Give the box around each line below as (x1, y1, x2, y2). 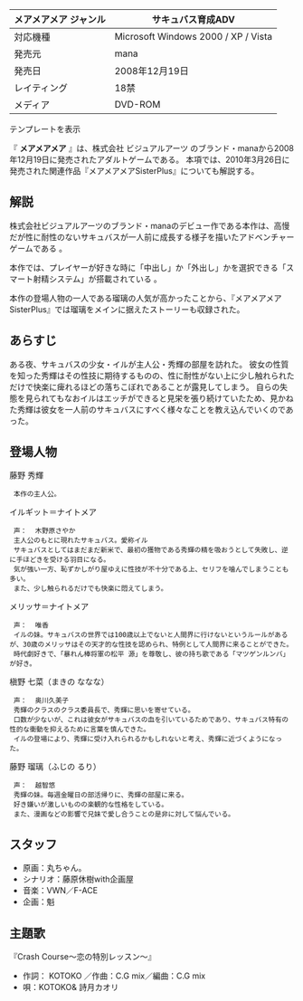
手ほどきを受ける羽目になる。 (15, 556, 111, 565)
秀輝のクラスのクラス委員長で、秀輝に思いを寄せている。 (13, 706, 195, 715)
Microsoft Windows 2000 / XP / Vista (114, 31, 273, 43)
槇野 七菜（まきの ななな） (9, 676, 109, 687)
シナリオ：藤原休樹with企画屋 (22, 873, 134, 885)
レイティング (14, 81, 68, 94)
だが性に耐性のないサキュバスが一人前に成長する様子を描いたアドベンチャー (9, 231, 295, 243)
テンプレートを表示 (9, 124, 81, 134)
